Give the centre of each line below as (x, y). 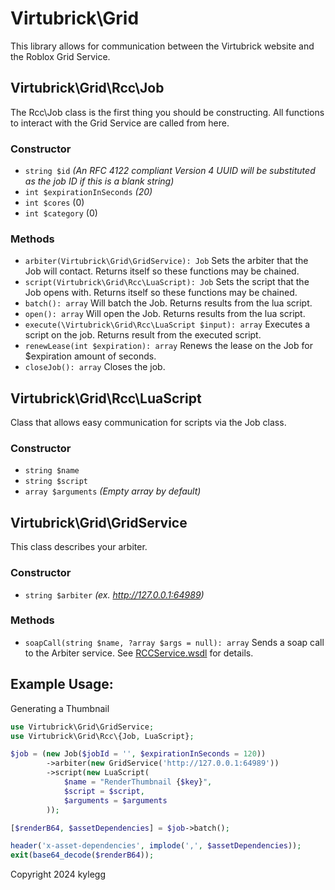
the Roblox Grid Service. (60, 56)
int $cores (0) (54, 203)
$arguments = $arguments (115, 800)
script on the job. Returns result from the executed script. (143, 335)
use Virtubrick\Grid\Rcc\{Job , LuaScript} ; (102, 736)
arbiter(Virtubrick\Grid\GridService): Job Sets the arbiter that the (166, 261)
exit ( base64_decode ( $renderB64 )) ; (82, 855)
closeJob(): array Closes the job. (95, 367)
